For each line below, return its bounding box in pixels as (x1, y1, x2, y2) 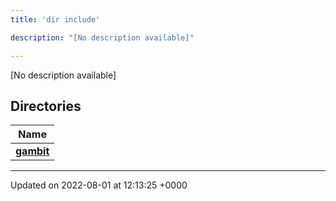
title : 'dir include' (10, 14, 101, 25)
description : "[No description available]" (10, 32, 195, 43)
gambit (15, 144, 50, 158)
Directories (10, 97, 82, 115)
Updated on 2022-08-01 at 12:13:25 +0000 (10, 179, 188, 191)
